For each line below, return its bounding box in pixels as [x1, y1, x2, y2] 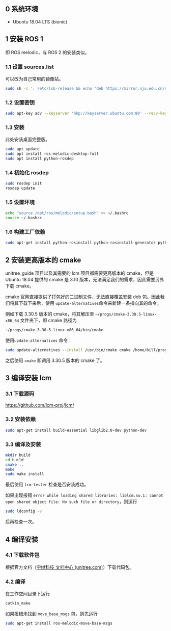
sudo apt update [5, 147, 40, 152]
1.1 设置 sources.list [5, 63, 54, 70]
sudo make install [5, 471, 44, 477]
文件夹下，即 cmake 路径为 [20, 317, 77, 323]
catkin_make [5, 601, 31, 606]
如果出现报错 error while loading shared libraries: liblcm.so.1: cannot [5, 492, 163, 498]
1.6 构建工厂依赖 [5, 228, 45, 235]
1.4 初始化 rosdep [5, 169, 49, 176]
